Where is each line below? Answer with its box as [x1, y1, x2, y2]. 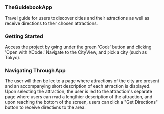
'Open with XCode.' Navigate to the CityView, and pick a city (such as [5, 49, 147, 55]
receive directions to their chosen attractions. [5, 20, 98, 26]
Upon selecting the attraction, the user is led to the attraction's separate [5, 88, 152, 94]
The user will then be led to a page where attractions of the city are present [5, 78, 160, 84]
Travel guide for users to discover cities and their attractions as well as [5, 15, 150, 21]
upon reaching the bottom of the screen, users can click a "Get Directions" [5, 99, 158, 105]
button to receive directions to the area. [5, 104, 86, 110]
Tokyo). [5, 54, 21, 60]
